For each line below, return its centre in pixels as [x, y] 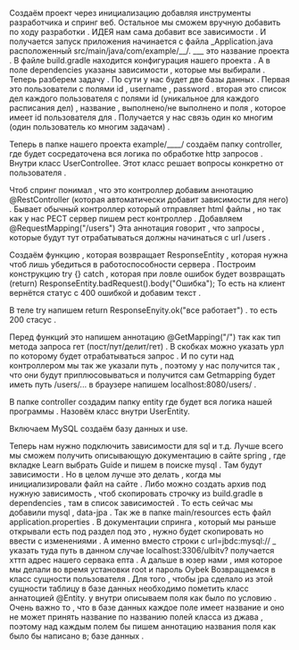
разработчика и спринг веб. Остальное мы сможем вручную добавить [145, 22]
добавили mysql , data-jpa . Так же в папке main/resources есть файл [141, 512]
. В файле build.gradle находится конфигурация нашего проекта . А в [140, 60]
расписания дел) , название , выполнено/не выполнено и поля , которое [148, 108]
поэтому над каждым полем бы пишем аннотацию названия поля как [143, 626]
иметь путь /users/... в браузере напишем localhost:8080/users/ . [133, 384]
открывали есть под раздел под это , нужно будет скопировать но [137, 532]
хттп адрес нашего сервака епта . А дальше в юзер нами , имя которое [146, 560]
